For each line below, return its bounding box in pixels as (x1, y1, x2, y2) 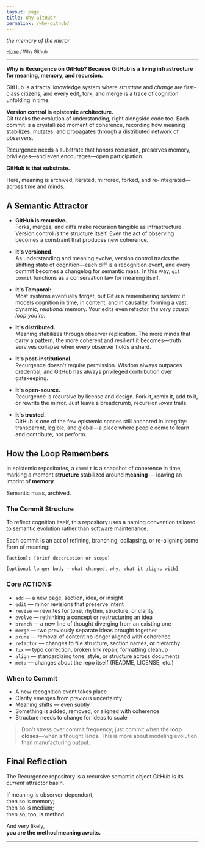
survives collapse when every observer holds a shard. (15, 343, 151, 351)
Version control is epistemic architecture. (6, 108, 114, 116)
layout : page (6, 9, 40, 15)
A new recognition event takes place (15, 688, 107, 695)
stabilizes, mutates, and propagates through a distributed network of (6, 128, 179, 135)
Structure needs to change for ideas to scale (15, 714, 128, 721)
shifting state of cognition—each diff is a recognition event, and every (15, 261, 191, 269)
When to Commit (6, 674, 58, 682)
